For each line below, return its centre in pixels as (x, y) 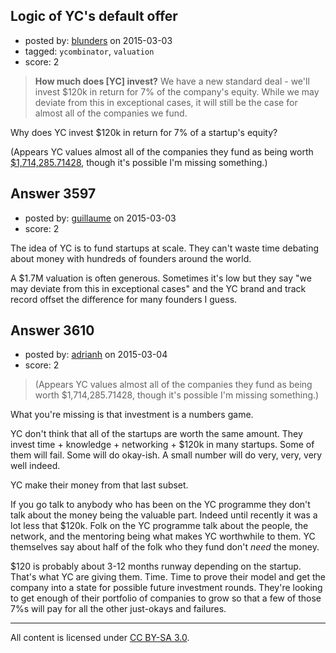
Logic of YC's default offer (94, 16)
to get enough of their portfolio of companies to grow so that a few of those (166, 598)
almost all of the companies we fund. (111, 113)
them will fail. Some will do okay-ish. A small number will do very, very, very (166, 455)
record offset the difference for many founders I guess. (124, 299)
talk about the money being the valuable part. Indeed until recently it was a (164, 515)
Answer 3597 (53, 194)
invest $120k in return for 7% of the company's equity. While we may (177, 91)
